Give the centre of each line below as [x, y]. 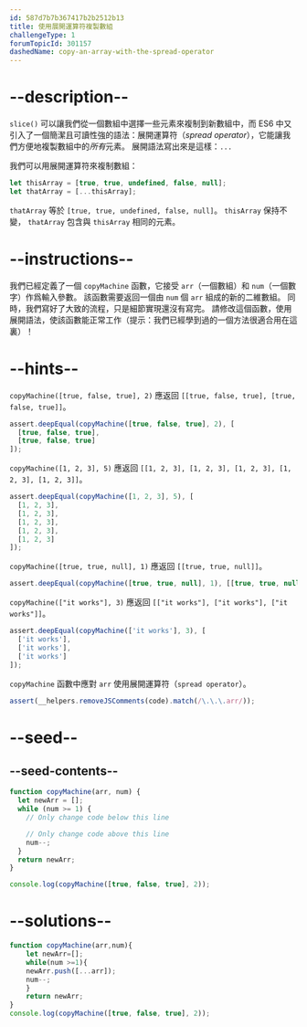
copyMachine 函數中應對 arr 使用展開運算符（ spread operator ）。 [130, 683]
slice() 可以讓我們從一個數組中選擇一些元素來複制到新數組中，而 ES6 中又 [151, 123]
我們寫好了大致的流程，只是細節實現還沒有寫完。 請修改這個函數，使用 [159, 308]
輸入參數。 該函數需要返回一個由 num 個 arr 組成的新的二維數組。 [163, 297]
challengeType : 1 [42, 35]
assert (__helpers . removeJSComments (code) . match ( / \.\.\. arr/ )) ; [132, 701]
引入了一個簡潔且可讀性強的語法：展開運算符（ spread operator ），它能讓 [146, 135]
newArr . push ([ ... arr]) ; [71, 971]
